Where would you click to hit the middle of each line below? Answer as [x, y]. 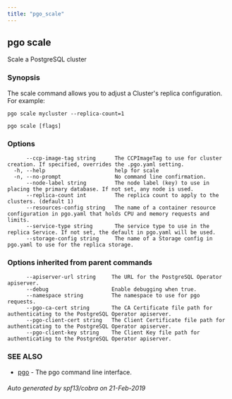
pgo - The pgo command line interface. [75, 372]
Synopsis [24, 78]
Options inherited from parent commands [80, 262]
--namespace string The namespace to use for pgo [113, 296]
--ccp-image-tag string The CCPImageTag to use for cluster [124, 159]
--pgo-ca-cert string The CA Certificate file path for [119, 308]
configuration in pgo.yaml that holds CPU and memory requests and [109, 214]
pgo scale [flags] [34, 126]
